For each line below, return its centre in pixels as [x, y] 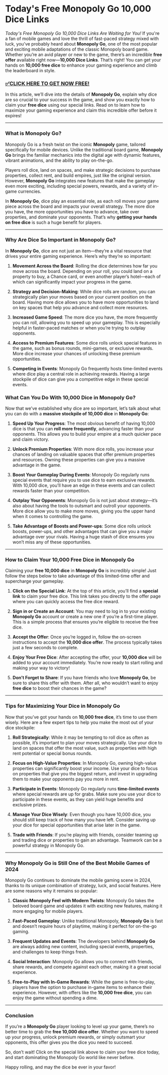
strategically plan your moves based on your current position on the [82, 297]
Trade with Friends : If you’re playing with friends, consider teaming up [85, 835]
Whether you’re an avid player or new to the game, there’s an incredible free [84, 54]
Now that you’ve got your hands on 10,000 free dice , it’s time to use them [81, 717]
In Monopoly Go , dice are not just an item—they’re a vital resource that [78, 250]
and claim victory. [31, 439]
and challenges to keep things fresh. [50, 952]
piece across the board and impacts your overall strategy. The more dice [80, 206]
